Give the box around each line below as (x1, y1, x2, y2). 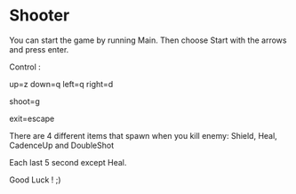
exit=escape (9, 113, 55, 124)
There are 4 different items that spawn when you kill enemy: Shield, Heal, (9, 130, 277, 141)
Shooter (9, 5, 70, 26)
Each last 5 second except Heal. (9, 157, 127, 167)
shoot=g (9, 95, 40, 107)
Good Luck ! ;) (9, 174, 61, 185)
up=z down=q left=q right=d (9, 78, 114, 89)
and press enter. (9, 44, 69, 54)
